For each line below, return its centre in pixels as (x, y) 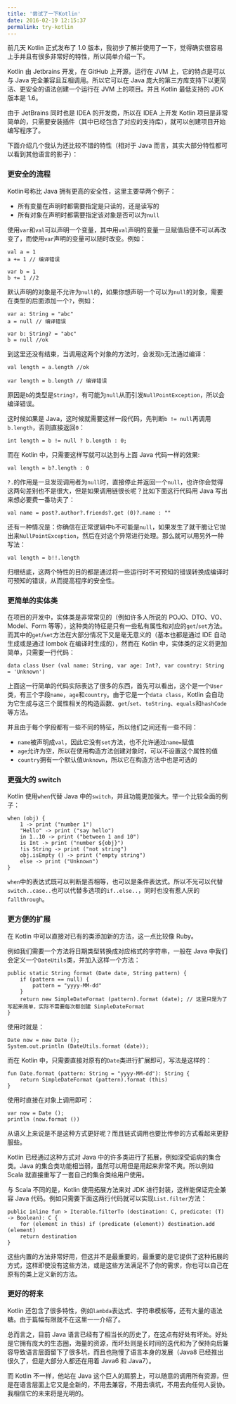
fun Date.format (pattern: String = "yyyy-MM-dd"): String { (99, 1073)
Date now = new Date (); (44, 1040)
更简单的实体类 (33, 601)
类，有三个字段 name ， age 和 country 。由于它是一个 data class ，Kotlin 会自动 (116, 694)
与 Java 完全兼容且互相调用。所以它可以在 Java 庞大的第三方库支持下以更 (114, 80)
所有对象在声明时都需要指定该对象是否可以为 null (88, 215)
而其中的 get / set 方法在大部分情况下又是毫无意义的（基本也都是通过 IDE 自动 (117, 634)
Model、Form (27, 626)
